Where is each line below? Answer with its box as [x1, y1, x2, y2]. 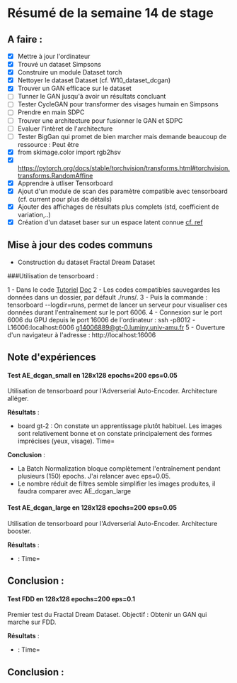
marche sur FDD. [7, 618, 57, 626]
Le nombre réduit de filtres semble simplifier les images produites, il [17, 479, 216, 488]
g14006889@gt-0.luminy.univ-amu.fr [75, 323, 185, 332]
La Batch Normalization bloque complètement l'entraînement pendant [17, 464, 221, 473]
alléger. [7, 394, 29, 403]
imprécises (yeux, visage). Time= [17, 437, 115, 445]
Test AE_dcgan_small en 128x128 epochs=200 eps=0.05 [7, 371, 178, 379]
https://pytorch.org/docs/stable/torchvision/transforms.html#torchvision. [17, 163, 230, 172]
